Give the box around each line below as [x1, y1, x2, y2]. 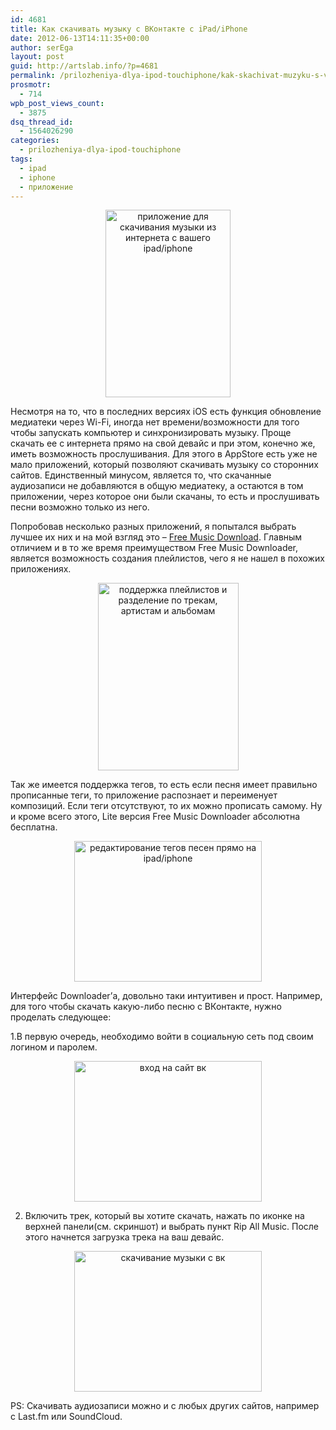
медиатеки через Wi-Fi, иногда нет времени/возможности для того [10, 416, 300, 428]
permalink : [10, 71, 56, 81]
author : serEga [10, 42, 74, 53]
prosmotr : [10, 80, 52, 90]
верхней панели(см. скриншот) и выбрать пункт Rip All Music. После [24, 1221, 320, 1233]
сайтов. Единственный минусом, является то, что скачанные [10, 469, 272, 481]
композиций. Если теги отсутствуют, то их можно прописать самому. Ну [10, 800, 323, 812]
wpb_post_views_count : [10, 98, 105, 108]
